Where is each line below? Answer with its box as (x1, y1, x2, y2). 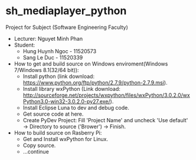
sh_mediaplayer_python (5, 4, 127, 18)
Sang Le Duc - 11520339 (22, 54, 83, 61)
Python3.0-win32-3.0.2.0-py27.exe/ (22, 97, 110, 105)
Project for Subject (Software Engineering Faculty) (5, 24, 128, 31)
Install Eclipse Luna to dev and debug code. (22, 104, 129, 111)
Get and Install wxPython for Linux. (22, 135, 109, 142)
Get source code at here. (22, 110, 84, 117)
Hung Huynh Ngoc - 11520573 (22, 47, 97, 54)
